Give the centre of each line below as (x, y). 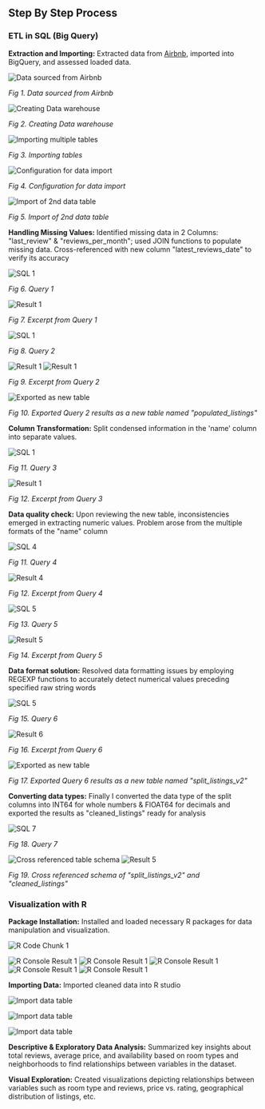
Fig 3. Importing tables (45, 154)
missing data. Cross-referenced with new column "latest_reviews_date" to (130, 249)
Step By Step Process (63, 13)
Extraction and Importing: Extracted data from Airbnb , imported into (121, 53)
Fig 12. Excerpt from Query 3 (55, 498)
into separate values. (43, 437)
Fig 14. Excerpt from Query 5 (55, 655)
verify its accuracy (39, 257)
